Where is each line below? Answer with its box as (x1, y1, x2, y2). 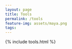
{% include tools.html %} (5, 39, 56, 45)
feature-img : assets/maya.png (5, 21, 68, 26)
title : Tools (5, 12, 32, 17)
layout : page (5, 7, 32, 12)
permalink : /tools (5, 16, 43, 21)
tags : (5, 25, 16, 30)
